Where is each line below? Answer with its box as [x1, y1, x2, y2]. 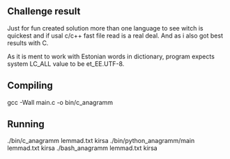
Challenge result [7, 6, 81, 17]
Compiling [7, 80, 54, 92]
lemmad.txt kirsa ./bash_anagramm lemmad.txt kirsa [7, 144, 158, 152]
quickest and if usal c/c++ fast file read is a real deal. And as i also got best [7, 31, 223, 40]
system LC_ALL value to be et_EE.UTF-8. [7, 59, 125, 68]
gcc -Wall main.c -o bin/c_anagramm [7, 98, 114, 106]
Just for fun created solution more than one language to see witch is [7, 24, 204, 32]
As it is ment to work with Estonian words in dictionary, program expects [7, 52, 215, 60]
